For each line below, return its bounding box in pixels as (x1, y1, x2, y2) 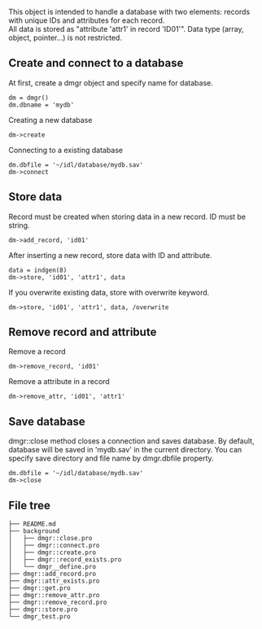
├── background (8, 527, 60, 535)
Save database (8, 414, 85, 428)
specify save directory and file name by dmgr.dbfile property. (8, 453, 214, 463)
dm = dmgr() (8, 94, 49, 102)
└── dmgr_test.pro (8, 613, 71, 621)
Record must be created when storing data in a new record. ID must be (8, 212, 247, 221)
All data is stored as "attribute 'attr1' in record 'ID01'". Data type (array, (8, 24, 244, 33)
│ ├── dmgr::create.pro (8, 548, 96, 557)
